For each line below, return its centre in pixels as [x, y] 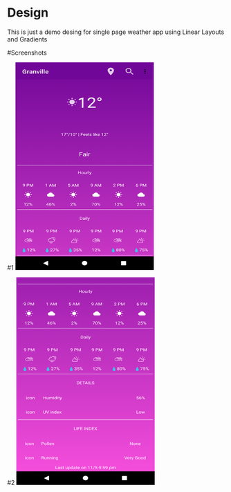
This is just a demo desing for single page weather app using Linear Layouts [116, 32]
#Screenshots [27, 53]
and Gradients [27, 39]
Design [28, 13]
